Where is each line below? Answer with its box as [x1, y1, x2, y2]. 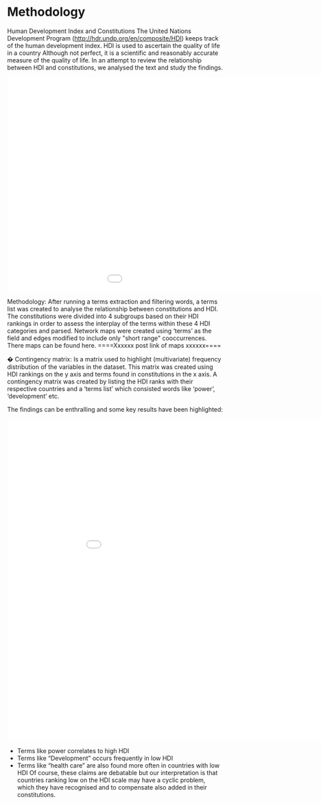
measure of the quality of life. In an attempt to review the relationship [7, 56, 202, 64]
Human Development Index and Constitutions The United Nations [7, 27, 192, 35]
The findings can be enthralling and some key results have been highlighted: [7, 405, 223, 413]
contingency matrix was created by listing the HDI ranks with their [7, 377, 193, 386]
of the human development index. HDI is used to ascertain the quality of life [7, 41, 221, 49]
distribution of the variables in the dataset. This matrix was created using [7, 362, 213, 371]
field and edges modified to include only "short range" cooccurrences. [7, 334, 207, 342]
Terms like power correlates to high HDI [16, 746, 130, 755]
